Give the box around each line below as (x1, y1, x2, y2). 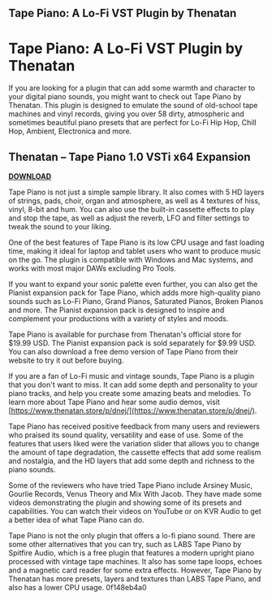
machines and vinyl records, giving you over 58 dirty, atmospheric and (8, 109, 245, 119)
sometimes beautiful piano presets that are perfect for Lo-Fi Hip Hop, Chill (8, 118, 257, 128)
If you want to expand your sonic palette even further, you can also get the (8, 280, 258, 289)
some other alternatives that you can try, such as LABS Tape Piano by (8, 540, 242, 550)
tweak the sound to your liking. (8, 222, 112, 232)
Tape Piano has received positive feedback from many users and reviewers (8, 422, 261, 432)
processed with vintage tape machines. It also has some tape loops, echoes (8, 557, 262, 567)
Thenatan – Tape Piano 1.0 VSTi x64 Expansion (8, 150, 251, 163)
